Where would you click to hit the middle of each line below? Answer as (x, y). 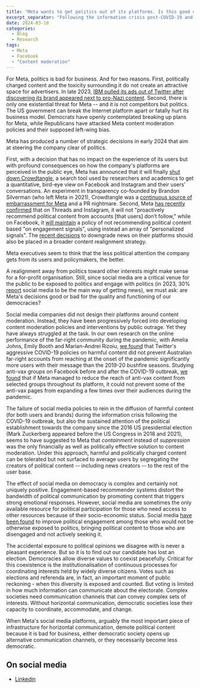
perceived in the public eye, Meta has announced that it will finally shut (93, 171)
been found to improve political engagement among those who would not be (100, 521)
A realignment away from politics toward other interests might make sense (97, 271)
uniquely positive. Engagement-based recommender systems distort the (95, 490)
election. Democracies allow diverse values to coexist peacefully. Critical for (100, 558)
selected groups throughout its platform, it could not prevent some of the (96, 384)
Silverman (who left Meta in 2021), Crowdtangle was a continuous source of (99, 197)
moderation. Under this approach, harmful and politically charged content (96, 453)
